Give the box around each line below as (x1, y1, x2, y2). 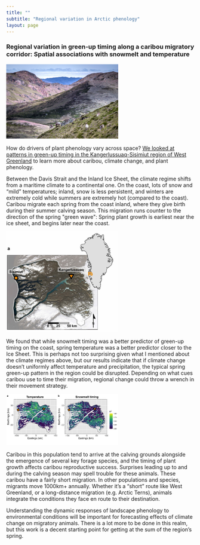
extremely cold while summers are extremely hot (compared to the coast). (6, 194, 189, 201)
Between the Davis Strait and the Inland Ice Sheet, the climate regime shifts (6, 175, 191, 182)
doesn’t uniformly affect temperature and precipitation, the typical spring (6, 363, 186, 371)
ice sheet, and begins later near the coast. (6, 219, 110, 226)
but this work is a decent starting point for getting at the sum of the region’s (6, 526, 192, 533)
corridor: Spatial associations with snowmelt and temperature (6, 50, 190, 59)
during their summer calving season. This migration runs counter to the (6, 207, 181, 214)
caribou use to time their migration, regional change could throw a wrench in (6, 376, 195, 383)
